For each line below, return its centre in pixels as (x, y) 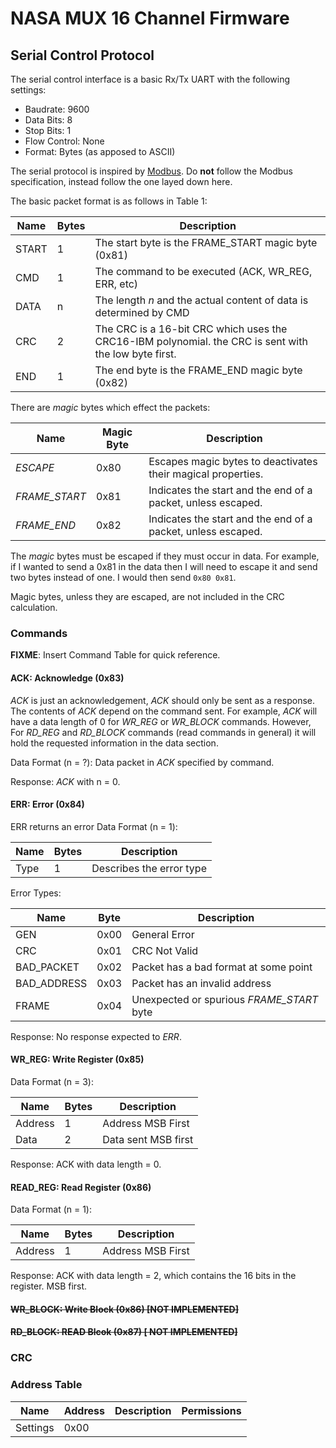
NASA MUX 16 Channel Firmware (150, 18)
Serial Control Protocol (82, 55)
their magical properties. (206, 474)
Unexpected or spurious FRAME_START (225, 999)
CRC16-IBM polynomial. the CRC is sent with (201, 341)
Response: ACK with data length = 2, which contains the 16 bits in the (153, 1276)
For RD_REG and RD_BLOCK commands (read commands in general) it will (163, 732)
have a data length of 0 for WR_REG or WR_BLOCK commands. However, (161, 721)
